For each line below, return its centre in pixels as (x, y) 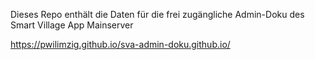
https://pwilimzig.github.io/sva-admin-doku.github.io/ (120, 44)
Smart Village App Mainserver (72, 25)
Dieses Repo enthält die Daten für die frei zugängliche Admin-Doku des (157, 14)
